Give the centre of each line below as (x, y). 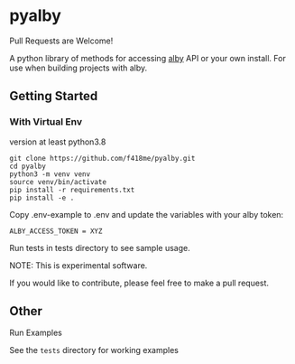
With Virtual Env (46, 122)
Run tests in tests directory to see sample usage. (100, 247)
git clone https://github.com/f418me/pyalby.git (102, 158)
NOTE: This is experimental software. (78, 265)
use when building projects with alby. (78, 68)
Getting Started (54, 96)
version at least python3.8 (58, 142)
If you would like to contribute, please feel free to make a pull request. (139, 283)
